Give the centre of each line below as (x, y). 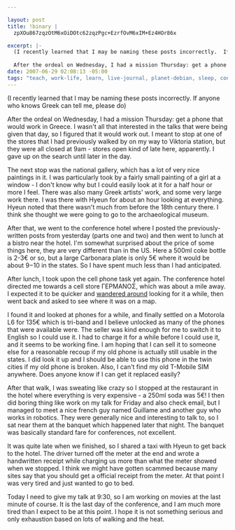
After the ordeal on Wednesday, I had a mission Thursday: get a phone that (115, 119)
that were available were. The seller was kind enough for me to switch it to (114, 329)
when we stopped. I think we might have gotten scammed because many (113, 468)
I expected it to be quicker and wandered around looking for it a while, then (115, 293)
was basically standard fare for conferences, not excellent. (92, 432)
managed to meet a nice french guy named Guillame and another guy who (114, 410)
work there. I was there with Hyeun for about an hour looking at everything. (115, 200)
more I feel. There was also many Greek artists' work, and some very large (114, 192)
